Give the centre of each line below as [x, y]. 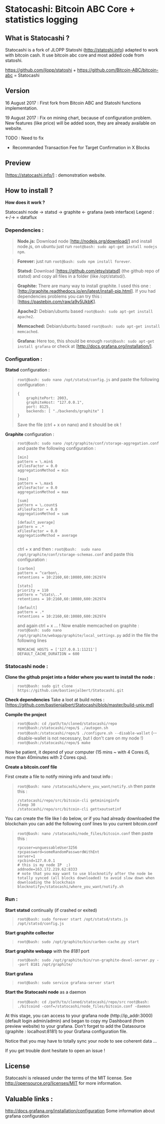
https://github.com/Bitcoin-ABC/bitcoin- [118, 70]
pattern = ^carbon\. [38, 573]
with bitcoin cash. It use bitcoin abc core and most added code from [75, 55]
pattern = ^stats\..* [39, 595]
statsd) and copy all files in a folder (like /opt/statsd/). [72, 276]
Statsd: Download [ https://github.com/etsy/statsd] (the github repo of [88, 271]
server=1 [26, 857]
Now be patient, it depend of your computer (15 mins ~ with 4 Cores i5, [77, 752]
